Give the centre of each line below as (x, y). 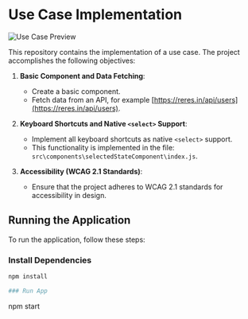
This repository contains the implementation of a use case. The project (124, 52)
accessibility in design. (69, 195)
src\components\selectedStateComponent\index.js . (114, 156)
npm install (28, 277)
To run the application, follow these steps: (77, 239)
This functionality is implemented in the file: (103, 147)
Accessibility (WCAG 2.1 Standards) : (81, 171)
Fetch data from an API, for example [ (93, 99)
